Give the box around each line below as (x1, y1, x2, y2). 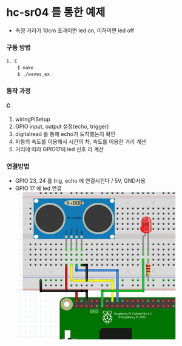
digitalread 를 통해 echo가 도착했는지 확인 (15, 130, 116, 137)
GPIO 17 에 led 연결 (15, 185, 62, 192)
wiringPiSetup (15, 115, 50, 123)
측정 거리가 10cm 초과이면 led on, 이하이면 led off (15, 27, 135, 34)
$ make (17, 65, 34, 71)
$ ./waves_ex (17, 71, 50, 77)
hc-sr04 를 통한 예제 (6, 5, 106, 19)
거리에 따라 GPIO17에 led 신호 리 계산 (15, 145, 104, 152)
